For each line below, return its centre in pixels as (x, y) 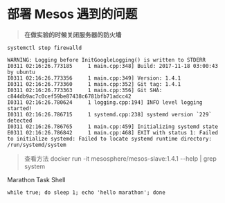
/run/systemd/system (37, 145)
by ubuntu (21, 72)
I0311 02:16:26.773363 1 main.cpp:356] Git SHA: (85, 90)
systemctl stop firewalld (44, 48)
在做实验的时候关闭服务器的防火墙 (73, 35)
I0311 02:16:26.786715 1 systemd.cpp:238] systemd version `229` (110, 114)
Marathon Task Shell (36, 179)
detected (20, 121)
